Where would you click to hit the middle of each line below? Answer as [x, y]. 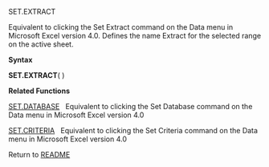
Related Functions [39, 91]
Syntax [20, 60]
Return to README [39, 155]
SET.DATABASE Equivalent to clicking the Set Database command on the [130, 106]
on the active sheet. [41, 44]
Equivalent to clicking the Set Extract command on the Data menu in [121, 27]
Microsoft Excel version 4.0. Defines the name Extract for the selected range [135, 36]
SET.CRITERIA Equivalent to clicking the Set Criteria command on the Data [133, 130]
